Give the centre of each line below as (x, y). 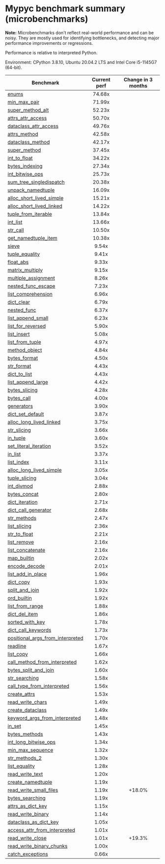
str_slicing (19, 430)
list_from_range (25, 606)
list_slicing (20, 526)
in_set (14, 726)
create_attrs (21, 694)
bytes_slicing (23, 390)
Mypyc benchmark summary (65, 9)
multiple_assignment (31, 278)
